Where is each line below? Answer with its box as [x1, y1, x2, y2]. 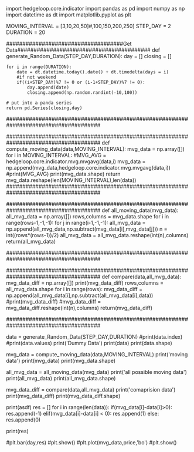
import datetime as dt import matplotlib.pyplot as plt [6, 11, 132, 18]
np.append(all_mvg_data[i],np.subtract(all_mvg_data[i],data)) [6, 292, 154, 299]
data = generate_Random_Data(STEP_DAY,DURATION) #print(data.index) [6, 333, 183, 340]
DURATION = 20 [6, 29, 46, 36]
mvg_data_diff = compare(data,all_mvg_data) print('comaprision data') [6, 386, 176, 393]
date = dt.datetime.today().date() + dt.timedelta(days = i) [16, 69, 169, 75]
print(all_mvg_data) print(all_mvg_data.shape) [6, 375, 116, 382]
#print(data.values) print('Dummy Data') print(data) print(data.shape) [6, 340, 173, 346]
